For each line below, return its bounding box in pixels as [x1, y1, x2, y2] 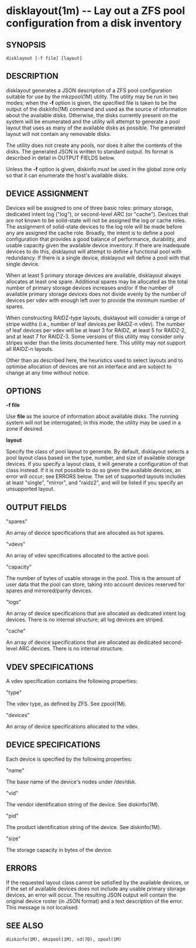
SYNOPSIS [6, 40, 46, 50]
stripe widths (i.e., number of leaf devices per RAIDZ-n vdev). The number [6, 320, 185, 328]
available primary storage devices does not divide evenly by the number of [6, 290, 187, 297]
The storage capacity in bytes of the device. [6, 846, 113, 853]
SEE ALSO [6, 921, 44, 931]
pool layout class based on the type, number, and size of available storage [6, 454, 185, 461]
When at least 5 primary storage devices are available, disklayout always [6, 271, 181, 279]
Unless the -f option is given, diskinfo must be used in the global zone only [6, 165, 187, 172]
